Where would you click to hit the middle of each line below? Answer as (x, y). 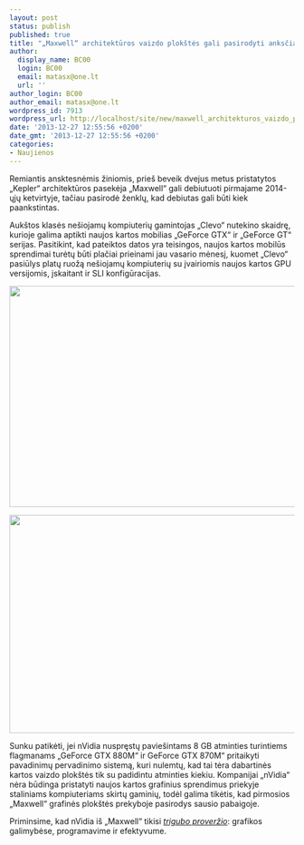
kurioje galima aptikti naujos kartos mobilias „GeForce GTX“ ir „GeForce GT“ (151, 234)
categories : (32, 144)
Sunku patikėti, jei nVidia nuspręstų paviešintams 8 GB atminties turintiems (148, 745)
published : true (40, 34)
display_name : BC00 (54, 60)
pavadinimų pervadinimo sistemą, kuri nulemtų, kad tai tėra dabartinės (140, 765)
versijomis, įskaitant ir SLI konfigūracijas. (85, 273)
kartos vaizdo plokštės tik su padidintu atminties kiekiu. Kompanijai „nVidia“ (150, 774)
